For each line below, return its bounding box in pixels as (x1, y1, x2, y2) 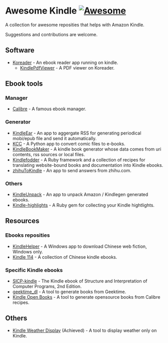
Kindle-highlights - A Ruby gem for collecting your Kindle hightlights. (12, 202, 154, 209)
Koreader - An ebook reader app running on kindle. (12, 59, 119, 65)
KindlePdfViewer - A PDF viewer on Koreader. (20, 64, 115, 71)
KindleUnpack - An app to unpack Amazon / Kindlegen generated (12, 191, 148, 197)
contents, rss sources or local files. (12, 151, 85, 157)
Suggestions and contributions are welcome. (5, 31, 98, 37)
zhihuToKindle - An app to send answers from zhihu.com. (12, 167, 132, 173)
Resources (5, 217, 40, 225)
